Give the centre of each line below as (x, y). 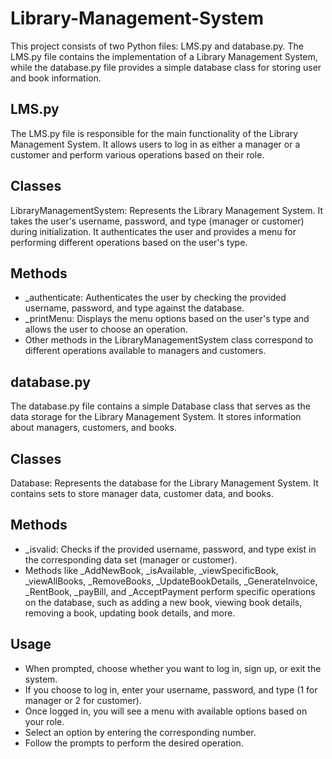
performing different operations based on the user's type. (129, 242)
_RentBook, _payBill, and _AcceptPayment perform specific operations (170, 591)
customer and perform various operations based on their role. (137, 154)
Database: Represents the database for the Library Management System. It (164, 483)
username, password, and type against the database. (134, 308)
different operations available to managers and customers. (145, 351)
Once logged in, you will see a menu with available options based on (166, 711)
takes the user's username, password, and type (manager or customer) (157, 221)
